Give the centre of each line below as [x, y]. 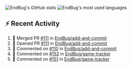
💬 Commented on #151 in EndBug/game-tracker [61, 59]
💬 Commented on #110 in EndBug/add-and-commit [64, 48]
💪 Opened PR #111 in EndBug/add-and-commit [60, 43]
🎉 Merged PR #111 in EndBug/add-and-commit [60, 38]
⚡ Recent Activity [33, 24]
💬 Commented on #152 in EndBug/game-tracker [61, 54]
